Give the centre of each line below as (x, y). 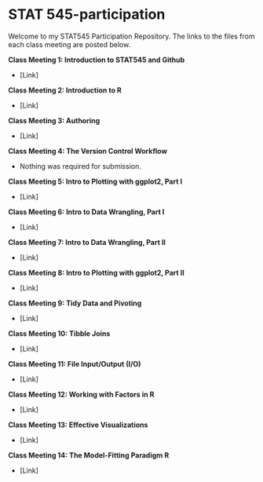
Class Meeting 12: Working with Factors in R (81, 394)
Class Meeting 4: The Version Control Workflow (88, 151)
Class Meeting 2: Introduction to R (65, 90)
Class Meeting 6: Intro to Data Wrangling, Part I (86, 212)
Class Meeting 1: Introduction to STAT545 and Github (97, 60)
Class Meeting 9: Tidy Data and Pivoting (75, 303)
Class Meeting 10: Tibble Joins (59, 333)
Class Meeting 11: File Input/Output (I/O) (75, 363)
